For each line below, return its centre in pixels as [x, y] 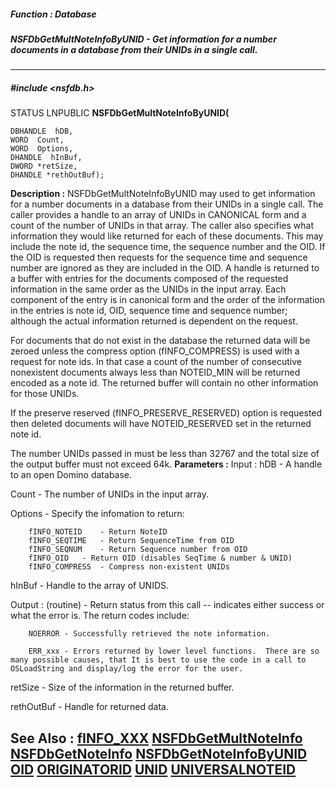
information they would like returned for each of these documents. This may [167, 236]
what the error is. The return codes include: [100, 616]
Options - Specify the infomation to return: [97, 514]
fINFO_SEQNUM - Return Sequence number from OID [138, 550]
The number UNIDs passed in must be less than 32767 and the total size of [165, 454]
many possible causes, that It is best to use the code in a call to [158, 660]
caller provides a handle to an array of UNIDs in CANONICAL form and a [158, 215]
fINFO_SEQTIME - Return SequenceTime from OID [131, 541]
